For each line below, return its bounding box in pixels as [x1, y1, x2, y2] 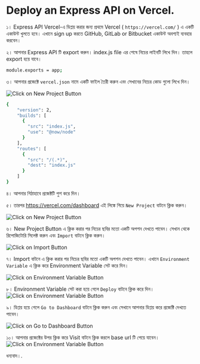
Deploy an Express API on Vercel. [6, 4, 175, 17]
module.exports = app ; [6, 67, 63, 73]
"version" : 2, [17, 107, 52, 113]
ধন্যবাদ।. [6, 352, 23, 359]
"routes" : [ [17, 145, 47, 152]
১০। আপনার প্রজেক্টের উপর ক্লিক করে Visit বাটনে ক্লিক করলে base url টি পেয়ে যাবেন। [6, 334, 159, 341]
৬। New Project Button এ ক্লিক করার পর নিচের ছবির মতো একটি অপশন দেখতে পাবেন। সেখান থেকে [6, 225, 190, 232]
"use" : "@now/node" [27, 129, 76, 135]
